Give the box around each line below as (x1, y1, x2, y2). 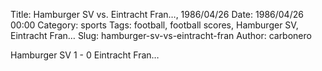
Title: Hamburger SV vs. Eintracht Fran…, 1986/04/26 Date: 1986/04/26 (10, 9, 304, 20)
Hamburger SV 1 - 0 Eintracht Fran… (10, 49, 160, 61)
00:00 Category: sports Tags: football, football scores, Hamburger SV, (10, 19, 299, 31)
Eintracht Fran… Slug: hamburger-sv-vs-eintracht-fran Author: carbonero (10, 30, 312, 41)
